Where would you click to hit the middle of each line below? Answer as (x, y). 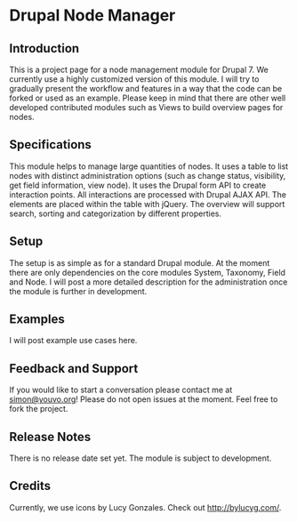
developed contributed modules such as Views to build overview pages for (146, 107)
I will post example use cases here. (73, 341)
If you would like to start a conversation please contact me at (121, 390)
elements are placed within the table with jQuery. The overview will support (147, 204)
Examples (37, 320)
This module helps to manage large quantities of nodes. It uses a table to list (149, 166)
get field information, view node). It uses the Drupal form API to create (138, 185)
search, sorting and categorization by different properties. (116, 213)
